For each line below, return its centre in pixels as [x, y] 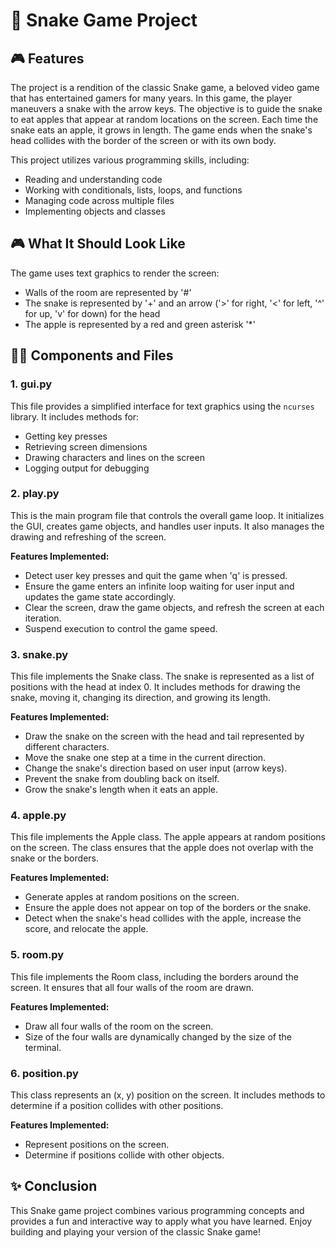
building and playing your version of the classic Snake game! [135, 1231]
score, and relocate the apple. [86, 929]
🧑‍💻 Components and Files [92, 355]
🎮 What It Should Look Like [98, 244]
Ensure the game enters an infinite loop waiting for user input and [159, 586]
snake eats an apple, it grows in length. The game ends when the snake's [161, 130]
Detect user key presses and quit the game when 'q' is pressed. [156, 575]
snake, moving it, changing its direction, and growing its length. [141, 698]
